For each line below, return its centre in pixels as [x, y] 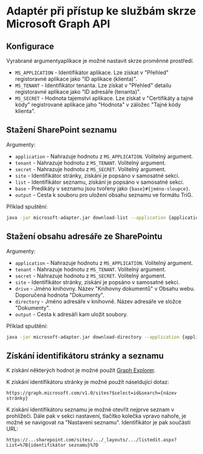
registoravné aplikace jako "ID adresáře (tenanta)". [78, 92]
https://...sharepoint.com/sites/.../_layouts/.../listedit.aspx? [92, 440]
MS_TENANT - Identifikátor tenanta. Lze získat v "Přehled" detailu [93, 85]
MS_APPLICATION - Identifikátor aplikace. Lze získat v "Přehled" [92, 73]
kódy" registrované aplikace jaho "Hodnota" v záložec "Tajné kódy [98, 105]
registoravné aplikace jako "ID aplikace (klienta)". [76, 79]
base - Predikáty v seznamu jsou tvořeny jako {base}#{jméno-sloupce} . [102, 188]
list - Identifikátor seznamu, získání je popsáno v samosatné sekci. [99, 182]
